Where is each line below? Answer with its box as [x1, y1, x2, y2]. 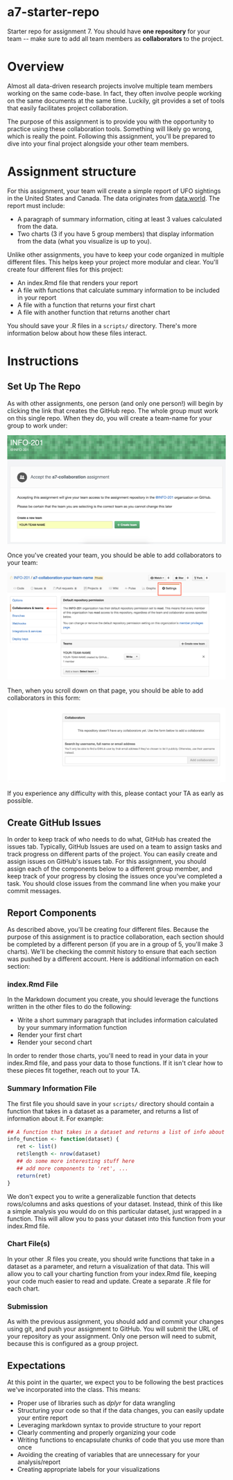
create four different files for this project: [7, 265, 123, 273]
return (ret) [16, 1172, 51, 1180]
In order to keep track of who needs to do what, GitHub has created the [7, 835, 212, 844]
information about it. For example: [7, 1114, 104, 1123]
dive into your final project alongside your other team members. [7, 139, 189, 148]
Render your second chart [17, 1038, 92, 1046]
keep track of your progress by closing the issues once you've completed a [7, 872, 223, 881]
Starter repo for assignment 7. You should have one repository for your [7, 27, 210, 35]
